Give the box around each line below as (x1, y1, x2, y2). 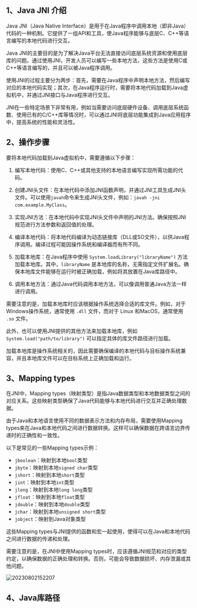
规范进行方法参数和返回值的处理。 (14, 221, 97, 228)
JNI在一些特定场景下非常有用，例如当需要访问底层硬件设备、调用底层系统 (6, 103, 184, 110)
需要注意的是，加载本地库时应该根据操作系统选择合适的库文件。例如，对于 (6, 300, 186, 307)
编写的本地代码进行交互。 (11, 37, 73, 44)
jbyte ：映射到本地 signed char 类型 (14, 464, 98, 471)
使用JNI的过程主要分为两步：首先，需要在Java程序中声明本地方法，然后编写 (6, 76, 191, 83)
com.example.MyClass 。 (14, 201, 70, 208)
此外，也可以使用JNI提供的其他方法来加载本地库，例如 (6, 327, 138, 334)
